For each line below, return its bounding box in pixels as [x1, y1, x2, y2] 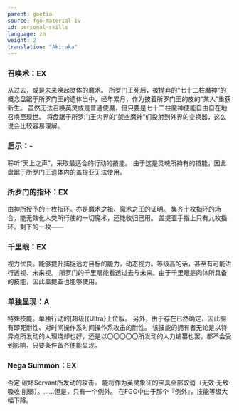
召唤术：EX [7, 68, 47, 78]
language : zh [7, 30, 46, 38]
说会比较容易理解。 [7, 122, 64, 130]
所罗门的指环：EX [7, 187, 69, 197]
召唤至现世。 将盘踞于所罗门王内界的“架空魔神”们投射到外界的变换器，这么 [7, 113, 227, 121]
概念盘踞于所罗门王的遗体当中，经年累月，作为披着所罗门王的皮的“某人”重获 [7, 95, 231, 103]
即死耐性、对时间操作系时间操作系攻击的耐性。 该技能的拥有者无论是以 [13, 323, 221, 332]
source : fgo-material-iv [7, 17, 81, 24]
